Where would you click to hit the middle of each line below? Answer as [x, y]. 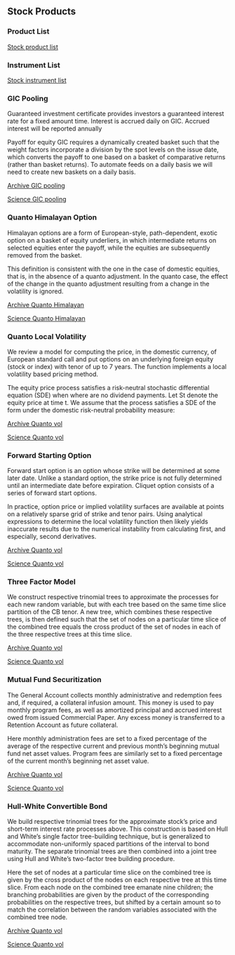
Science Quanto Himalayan [46, 318]
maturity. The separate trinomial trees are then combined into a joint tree [112, 851]
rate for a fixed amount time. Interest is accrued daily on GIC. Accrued [108, 121]
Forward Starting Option [49, 455]
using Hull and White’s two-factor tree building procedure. [91, 859]
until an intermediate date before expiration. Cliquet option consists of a [111, 486]
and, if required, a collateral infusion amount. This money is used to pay [111, 702]
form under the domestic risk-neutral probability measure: [91, 410]
